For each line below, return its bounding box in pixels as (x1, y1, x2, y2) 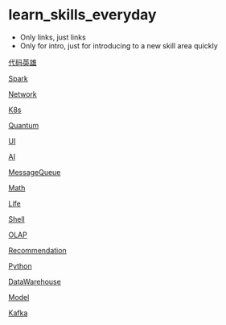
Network (8, 89, 38, 98)
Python (8, 260, 32, 271)
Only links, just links (19, 32, 86, 42)
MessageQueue (8, 167, 61, 177)
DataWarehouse (8, 277, 62, 286)
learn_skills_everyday (8, 6, 157, 24)
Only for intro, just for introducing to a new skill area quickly (19, 40, 219, 50)
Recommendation (8, 245, 67, 255)
